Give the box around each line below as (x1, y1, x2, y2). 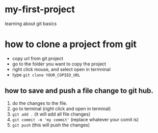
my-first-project (5, 4, 75, 15)
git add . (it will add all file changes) (12, 111, 90, 117)
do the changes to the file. (12, 100, 68, 106)
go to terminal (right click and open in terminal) (12, 105, 111, 112)
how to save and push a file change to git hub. (5, 86, 154, 95)
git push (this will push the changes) (12, 122, 90, 128)
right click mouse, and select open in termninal (12, 66, 111, 72)
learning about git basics (5, 20, 57, 27)
